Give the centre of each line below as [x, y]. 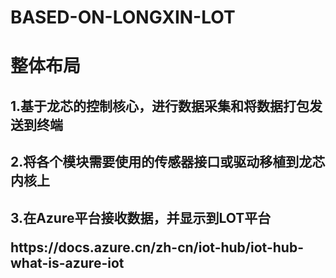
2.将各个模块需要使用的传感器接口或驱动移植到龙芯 [168, 162]
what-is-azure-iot [67, 262]
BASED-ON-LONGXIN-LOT [123, 17]
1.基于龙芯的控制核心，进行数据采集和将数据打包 [160, 106]
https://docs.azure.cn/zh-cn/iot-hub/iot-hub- [157, 247]
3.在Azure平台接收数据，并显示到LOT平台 [141, 217]
